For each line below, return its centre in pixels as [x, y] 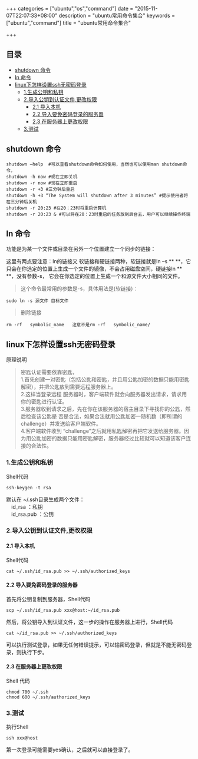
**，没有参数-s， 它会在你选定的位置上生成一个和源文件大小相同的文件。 [95, 276]
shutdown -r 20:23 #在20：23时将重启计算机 [56, 208]
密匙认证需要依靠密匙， [49, 372]
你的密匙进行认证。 [44, 402]
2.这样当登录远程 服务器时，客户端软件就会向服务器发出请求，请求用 [104, 395]
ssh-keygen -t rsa [29, 488]
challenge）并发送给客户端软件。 [61, 424]
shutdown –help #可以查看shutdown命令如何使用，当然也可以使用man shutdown [94, 164]
